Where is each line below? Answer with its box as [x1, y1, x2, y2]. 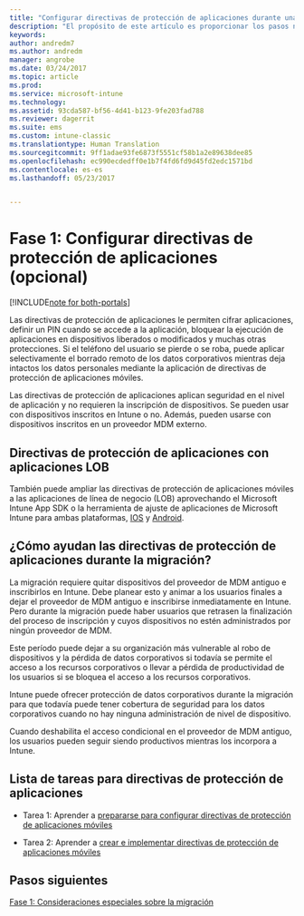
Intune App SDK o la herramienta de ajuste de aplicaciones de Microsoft [9, 502, 279, 513]
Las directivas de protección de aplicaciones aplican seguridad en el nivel [9, 390, 285, 401]
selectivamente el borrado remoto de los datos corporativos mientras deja [9, 353, 286, 364]
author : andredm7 [9, 38, 75, 48]
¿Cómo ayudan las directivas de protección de [9, 539, 277, 554]
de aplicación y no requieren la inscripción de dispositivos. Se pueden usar [9, 400, 290, 411]
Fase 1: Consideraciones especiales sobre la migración [9, 897, 214, 908]
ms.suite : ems [9, 123, 63, 132]
